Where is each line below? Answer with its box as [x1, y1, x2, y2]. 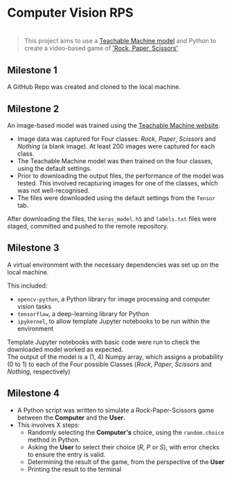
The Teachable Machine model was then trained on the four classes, [17, 157, 213, 165]
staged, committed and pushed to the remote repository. [7, 222, 168, 230]
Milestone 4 [7, 388, 60, 399]
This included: [7, 281, 48, 290]
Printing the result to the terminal [27, 465, 122, 473]
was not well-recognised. [17, 186, 90, 195]
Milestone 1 [7, 64, 57, 76]
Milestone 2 [7, 103, 60, 115]
